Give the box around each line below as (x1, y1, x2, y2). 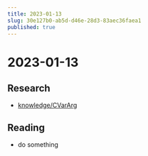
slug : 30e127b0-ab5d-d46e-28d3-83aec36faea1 (7, 17, 142, 24)
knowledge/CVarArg (17, 101, 78, 110)
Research (7, 82, 51, 94)
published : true (7, 23, 55, 30)
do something (17, 140, 59, 149)
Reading (7, 121, 45, 133)
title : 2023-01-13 (7, 10, 62, 18)
